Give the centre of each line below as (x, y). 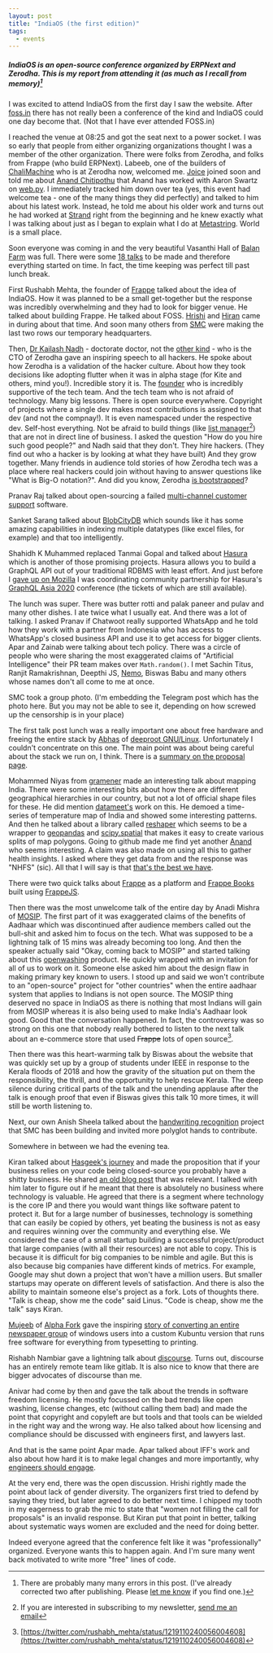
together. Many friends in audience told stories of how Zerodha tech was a (133, 463)
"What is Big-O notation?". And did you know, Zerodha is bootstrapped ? (128, 480)
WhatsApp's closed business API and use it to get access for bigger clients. (135, 638)
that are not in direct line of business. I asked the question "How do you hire (135, 436)
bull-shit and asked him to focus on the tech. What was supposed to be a (131, 933)
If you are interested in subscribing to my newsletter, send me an (129, 1607)
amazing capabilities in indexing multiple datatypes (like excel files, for (127, 528)
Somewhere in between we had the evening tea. (89, 1147)
